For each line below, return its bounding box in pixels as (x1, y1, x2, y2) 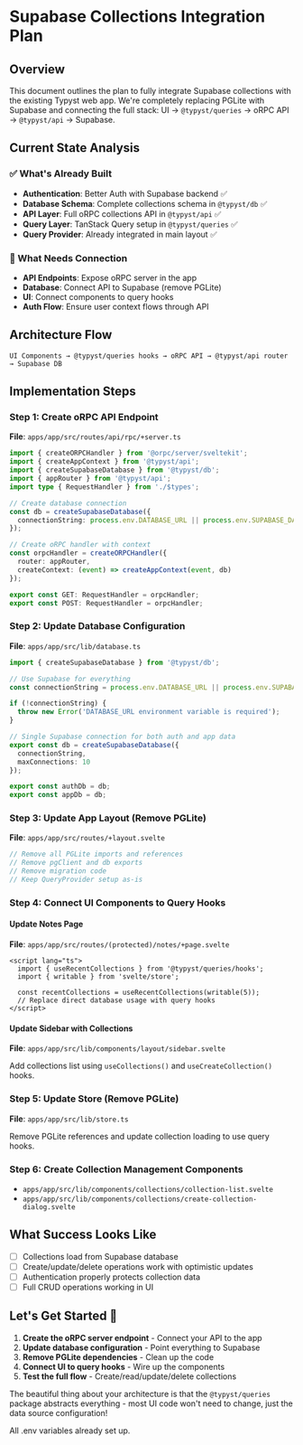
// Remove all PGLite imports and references (9, 849, 183, 859)
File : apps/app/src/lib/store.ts (9, 1113, 129, 1124)
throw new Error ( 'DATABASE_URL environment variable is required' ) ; (17, 708, 280, 717)
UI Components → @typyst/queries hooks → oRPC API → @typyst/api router (9, 351, 289, 361)
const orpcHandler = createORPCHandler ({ (9, 549, 168, 558)
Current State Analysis (9, 140, 141, 155)
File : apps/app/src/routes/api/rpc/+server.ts (9, 431, 182, 442)
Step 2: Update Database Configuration (9, 620, 186, 633)
